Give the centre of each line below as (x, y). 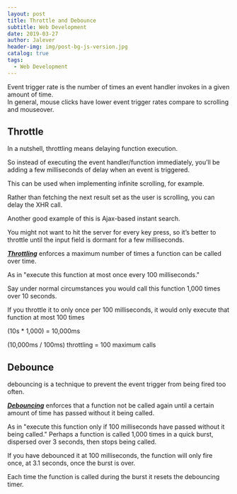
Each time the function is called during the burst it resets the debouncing (114, 477)
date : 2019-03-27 (33, 34)
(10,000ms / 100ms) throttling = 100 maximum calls (82, 345)
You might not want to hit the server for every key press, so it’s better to (112, 232)
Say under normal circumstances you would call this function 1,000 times (114, 288)
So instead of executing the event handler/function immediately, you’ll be (114, 162)
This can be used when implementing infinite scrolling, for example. (106, 184)
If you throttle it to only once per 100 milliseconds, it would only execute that (118, 310)
